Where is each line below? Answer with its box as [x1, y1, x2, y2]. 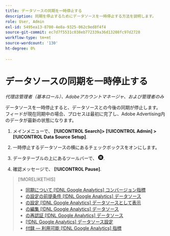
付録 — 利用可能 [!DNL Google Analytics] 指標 [25, 225, 122, 231]
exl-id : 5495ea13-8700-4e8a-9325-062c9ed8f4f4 [5, 25, 106, 30]
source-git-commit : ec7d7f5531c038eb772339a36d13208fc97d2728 [5, 30, 140, 35]
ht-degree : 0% [5, 46, 36, 51]
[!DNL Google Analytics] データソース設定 [25, 219, 113, 225]
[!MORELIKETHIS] [17, 176, 56, 182]
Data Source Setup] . [43, 133, 88, 140]
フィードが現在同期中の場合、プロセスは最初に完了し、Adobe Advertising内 [5, 110, 165, 117]
